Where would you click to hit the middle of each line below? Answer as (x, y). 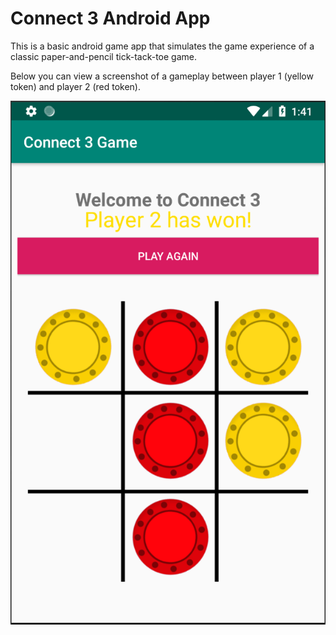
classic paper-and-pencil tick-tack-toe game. (103, 56)
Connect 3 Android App (110, 18)
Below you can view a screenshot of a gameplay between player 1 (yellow (162, 76)
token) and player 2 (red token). (75, 86)
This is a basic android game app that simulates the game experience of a (162, 46)
